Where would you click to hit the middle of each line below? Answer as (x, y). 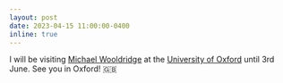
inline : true (34, 34)
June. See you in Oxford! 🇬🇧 (63, 69)
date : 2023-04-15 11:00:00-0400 (69, 26)
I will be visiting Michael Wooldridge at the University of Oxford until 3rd (142, 60)
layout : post (34, 17)
